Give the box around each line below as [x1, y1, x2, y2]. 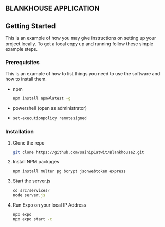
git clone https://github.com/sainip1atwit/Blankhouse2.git [12, 150, 144, 155]
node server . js [12, 193, 46, 198]
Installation [5, 128, 34, 135]
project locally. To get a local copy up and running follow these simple [5, 40, 153, 47]
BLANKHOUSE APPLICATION [5, 4, 100, 13]
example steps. [5, 46, 38, 52]
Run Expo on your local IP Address [12, 202, 86, 208]
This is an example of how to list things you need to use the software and [5, 70, 160, 76]
